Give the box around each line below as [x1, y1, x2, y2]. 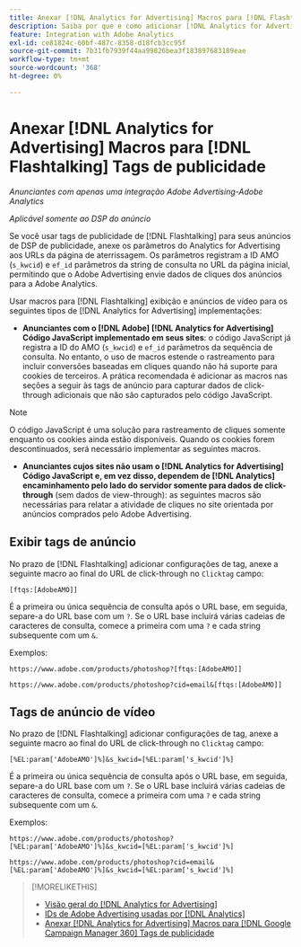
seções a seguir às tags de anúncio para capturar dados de [21, 379, 243, 391]
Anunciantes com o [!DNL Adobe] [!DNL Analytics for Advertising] [21, 323, 274, 333]
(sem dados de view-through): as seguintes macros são [55, 489, 262, 500]
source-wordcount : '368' [9, 64, 102, 73]
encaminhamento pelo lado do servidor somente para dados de [21, 480, 263, 491]
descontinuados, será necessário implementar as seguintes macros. [9, 443, 262, 454]
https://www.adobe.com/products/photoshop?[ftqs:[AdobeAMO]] [9, 664, 243, 674]
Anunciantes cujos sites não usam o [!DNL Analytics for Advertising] [21, 460, 284, 472]
